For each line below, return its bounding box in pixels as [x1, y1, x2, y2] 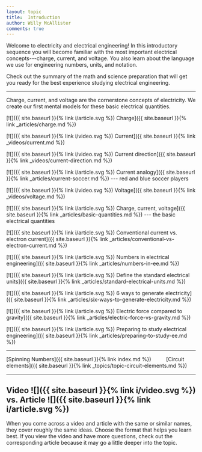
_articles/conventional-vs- [109, 236, 174, 243]
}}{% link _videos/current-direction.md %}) [6, 157, 112, 164]
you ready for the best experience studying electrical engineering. [6, 79, 170, 87]
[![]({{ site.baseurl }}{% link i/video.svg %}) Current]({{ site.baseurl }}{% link [6, 133, 196, 140]
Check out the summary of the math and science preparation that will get [6, 73, 188, 80]
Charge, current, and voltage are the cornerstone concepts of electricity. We [6, 97, 196, 104]
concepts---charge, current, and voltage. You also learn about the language [6, 55, 195, 62]
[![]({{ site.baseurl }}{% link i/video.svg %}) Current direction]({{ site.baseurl [6, 151, 195, 158]
